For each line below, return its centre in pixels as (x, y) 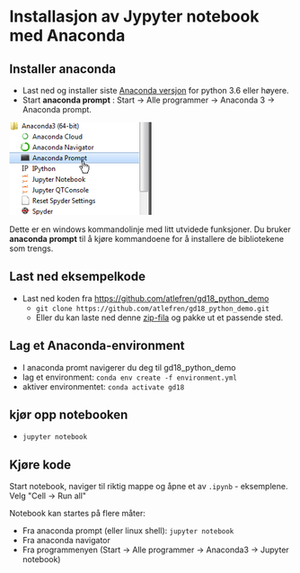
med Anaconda (67, 36)
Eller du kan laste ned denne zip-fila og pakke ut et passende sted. (159, 318)
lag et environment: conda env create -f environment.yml (130, 377)
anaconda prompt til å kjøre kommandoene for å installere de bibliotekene (147, 239)
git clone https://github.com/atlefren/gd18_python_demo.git (152, 309)
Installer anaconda (63, 69)
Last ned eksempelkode (78, 277)
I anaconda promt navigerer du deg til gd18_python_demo (129, 367)
